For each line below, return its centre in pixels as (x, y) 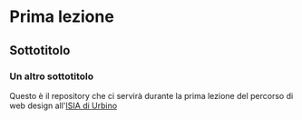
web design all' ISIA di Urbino (63, 105)
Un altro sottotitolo (51, 76)
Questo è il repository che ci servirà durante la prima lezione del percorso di (151, 95)
